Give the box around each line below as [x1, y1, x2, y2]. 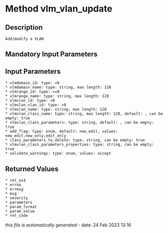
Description [5, 23, 43, 32]
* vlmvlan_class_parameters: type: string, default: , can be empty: [5, 120, 154, 125]
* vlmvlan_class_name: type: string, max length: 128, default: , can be [5, 111, 163, 116]
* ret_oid [5, 178, 26, 183]
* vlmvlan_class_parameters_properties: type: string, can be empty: [5, 142, 154, 147]
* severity [5, 196, 28, 201]
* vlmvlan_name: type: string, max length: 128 [5, 107, 107, 112]
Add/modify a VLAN [5, 36, 44, 41]
